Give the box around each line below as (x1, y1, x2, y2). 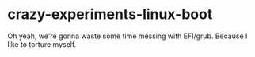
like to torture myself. (7, 39, 77, 48)
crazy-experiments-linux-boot (7, 5, 213, 23)
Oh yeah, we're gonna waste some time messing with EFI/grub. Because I (7, 31, 248, 41)
